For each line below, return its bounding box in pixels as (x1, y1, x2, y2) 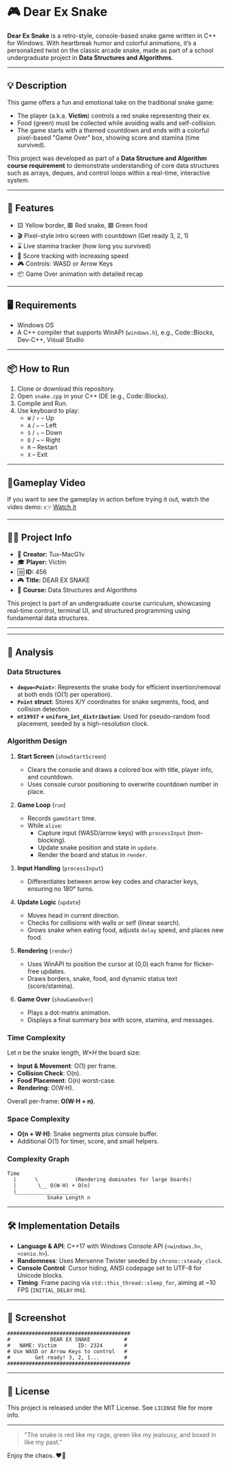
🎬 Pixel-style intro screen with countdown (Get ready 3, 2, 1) (16, 231, 189, 239)
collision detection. (16, 704, 71, 713)
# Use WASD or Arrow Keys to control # (7, 1348, 128, 1355)
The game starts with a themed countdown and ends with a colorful (16, 126, 210, 134)
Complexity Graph (7, 1154, 69, 1164)
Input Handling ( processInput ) (16, 863, 104, 872)
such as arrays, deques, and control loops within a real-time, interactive (7, 169, 211, 177)
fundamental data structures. (7, 614, 89, 622)
